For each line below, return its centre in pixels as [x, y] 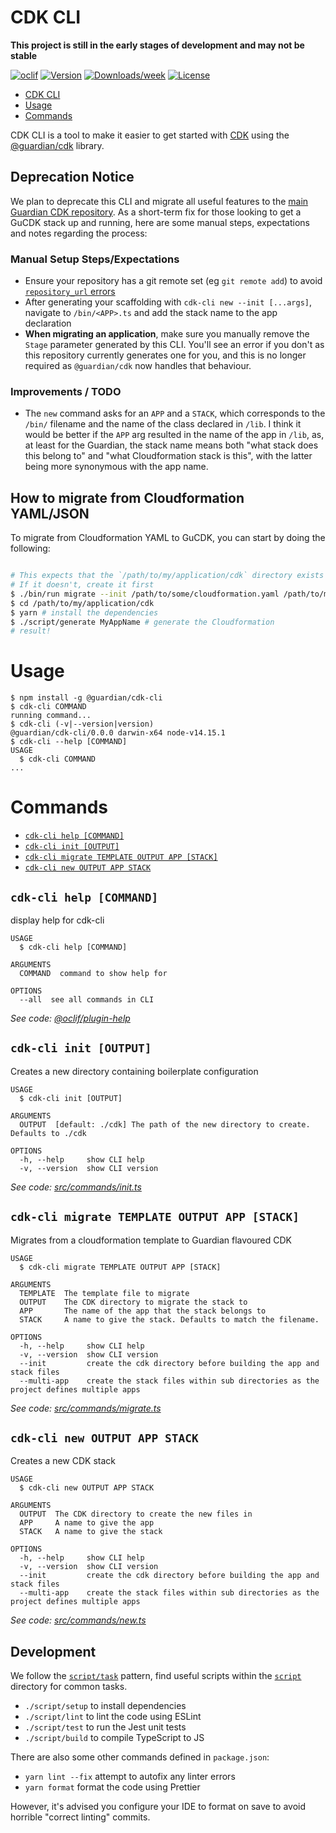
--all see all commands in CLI [87, 999]
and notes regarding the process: [79, 233]
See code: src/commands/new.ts [78, 1620]
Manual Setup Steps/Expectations [95, 259]
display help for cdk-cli [57, 920]
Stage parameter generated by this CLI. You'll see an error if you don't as [174, 345]
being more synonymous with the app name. [116, 467]
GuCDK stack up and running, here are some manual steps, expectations [160, 222]
